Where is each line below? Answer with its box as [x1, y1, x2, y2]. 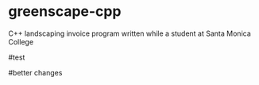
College [8, 37, 34, 46]
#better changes [8, 68, 63, 77]
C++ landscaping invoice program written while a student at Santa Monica [8, 29, 252, 38]
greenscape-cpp [8, 2, 122, 21]
